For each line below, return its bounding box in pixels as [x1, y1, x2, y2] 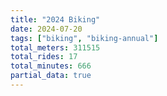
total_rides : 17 [10, 52, 78, 62]
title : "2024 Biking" [10, 14, 101, 25]
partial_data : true [10, 71, 92, 81]
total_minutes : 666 [10, 61, 92, 71]
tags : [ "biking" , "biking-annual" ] [10, 33, 159, 43]
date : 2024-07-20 [10, 24, 83, 34]
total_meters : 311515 [10, 42, 101, 53]
